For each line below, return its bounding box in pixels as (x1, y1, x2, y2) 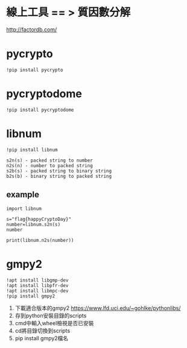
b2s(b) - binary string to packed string (6, 173, 112, 179)
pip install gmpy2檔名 (14, 334, 69, 341)
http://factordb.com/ (6, 25, 57, 33)
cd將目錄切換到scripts (14, 327, 71, 334)
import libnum (6, 206, 42, 212)
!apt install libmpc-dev (6, 288, 69, 294)
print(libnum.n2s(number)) (6, 237, 74, 243)
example (6, 189, 40, 200)
